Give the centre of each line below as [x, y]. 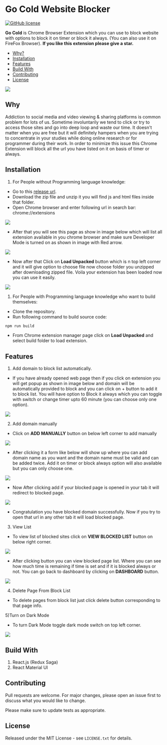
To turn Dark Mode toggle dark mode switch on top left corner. [77, 625]
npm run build [20, 326]
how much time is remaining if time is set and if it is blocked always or [84, 566]
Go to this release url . [34, 191]
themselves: [25, 301]
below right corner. [32, 542]
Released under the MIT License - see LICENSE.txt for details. [69, 738]
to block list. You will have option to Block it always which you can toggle [87, 394]
